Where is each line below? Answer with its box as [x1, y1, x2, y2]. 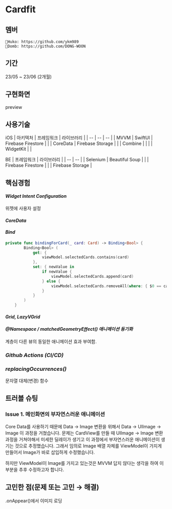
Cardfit [5, 4, 36, 15]
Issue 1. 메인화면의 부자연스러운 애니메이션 [5, 411, 105, 418]
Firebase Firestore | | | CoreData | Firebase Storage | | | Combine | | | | [5, 140, 153, 147]
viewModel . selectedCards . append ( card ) [51, 274, 134, 279]
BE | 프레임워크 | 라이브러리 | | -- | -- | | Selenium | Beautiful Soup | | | [5, 157, 149, 163]
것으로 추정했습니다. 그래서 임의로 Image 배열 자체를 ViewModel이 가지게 [14, 443, 162, 449]
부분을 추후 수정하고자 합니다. [5, 466, 64, 473]
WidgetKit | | [5, 146, 32, 152]
